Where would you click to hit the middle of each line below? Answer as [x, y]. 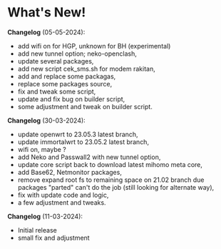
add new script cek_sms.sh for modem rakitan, [86, 68]
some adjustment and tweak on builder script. [85, 106]
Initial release [37, 230]
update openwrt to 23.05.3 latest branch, [78, 134]
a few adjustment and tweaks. [62, 202]
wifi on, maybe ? [42, 149]
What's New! [47, 12]
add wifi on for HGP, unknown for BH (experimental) [94, 46]
